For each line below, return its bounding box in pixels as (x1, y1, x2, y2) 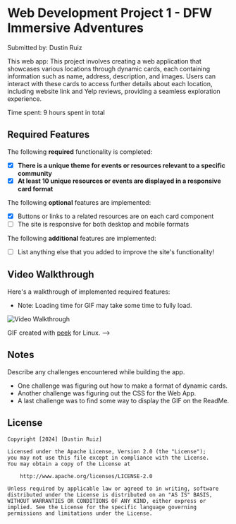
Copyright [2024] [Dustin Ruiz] (7, 436, 102, 443)
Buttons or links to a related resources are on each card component (17, 212, 214, 220)
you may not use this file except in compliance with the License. (7, 454, 210, 461)
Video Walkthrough (7, 268, 94, 280)
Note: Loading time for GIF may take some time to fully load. (17, 301, 192, 309)
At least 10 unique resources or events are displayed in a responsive (17, 177, 222, 185)
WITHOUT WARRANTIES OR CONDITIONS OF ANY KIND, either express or (7, 497, 206, 504)
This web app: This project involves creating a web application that (7, 56, 202, 65)
